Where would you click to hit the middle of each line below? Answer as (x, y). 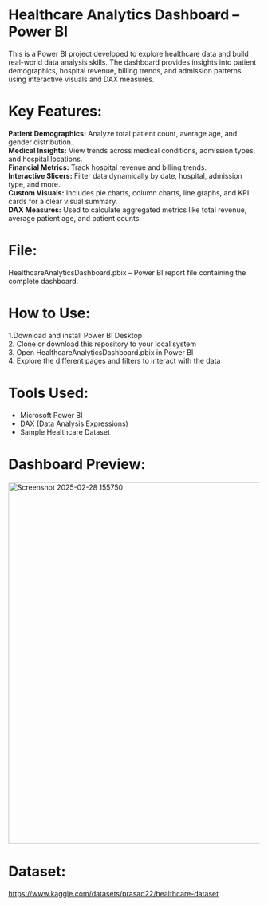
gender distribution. (41, 142)
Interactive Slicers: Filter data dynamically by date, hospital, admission (125, 175)
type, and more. (34, 184)
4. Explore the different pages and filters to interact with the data (114, 360)
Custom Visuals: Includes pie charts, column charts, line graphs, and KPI (129, 192)
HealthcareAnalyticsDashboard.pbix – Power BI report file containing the (127, 272)
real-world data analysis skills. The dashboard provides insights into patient (132, 62)
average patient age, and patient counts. (75, 218)
